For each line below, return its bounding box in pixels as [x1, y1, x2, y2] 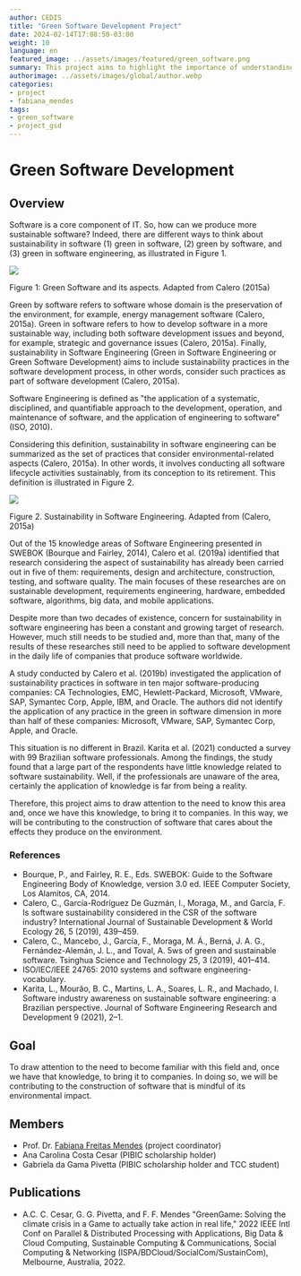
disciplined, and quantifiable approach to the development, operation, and [9, 402, 282, 413]
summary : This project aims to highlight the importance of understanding [9, 64, 295, 73]
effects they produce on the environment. [9, 826, 163, 837]
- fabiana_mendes [9, 96, 74, 106]
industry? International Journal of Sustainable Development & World [21, 917, 273, 927]
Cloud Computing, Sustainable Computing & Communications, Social [21, 1237, 277, 1248]
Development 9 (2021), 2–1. [21, 1012, 124, 1022]
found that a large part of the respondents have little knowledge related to [9, 762, 282, 772]
